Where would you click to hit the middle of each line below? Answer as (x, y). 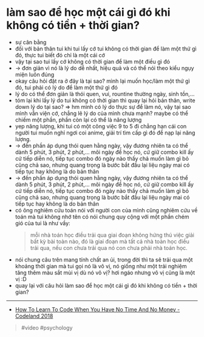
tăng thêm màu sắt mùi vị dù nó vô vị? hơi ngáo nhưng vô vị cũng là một (105, 273)
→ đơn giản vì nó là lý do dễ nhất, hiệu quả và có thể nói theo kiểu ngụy (104, 68)
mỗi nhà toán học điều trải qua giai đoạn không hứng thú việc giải (112, 235)
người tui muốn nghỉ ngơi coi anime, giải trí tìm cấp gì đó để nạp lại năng (105, 133)
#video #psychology (47, 327)
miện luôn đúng (35, 74)
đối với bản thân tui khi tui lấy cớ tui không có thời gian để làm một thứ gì (106, 49)
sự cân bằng (31, 42)
